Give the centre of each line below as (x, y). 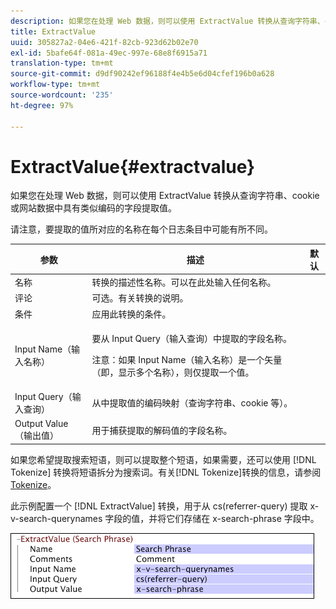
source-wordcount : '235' (62, 95)
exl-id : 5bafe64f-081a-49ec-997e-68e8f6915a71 (109, 53)
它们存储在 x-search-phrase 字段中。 (243, 518)
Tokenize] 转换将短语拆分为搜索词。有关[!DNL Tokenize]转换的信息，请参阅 (166, 472)
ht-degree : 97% (42, 105)
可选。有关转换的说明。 (140, 298)
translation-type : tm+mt (62, 63)
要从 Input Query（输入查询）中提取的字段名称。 (191, 338)
